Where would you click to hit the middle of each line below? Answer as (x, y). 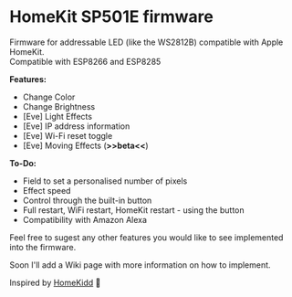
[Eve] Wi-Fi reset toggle (68, 135)
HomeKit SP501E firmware (112, 17)
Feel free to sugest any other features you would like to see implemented (146, 237)
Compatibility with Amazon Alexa (85, 219)
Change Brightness (59, 106)
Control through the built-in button (87, 200)
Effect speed (47, 190)
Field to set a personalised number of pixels (105, 181)
